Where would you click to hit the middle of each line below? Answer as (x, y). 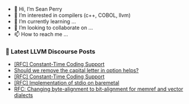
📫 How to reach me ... (41, 34)
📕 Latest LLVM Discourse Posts (50, 51)
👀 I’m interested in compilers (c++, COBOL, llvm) (72, 15)
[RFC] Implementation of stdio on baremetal (66, 83)
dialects (23, 95)
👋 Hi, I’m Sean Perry (38, 9)
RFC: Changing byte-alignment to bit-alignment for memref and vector (98, 89)
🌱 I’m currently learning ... (45, 21)
